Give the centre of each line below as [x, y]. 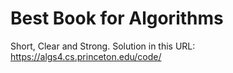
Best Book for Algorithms [117, 18]
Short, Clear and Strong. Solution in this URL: [103, 46]
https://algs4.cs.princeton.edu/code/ [86, 56]
